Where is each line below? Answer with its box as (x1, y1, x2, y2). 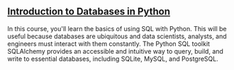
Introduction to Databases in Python (7, 6, 170, 18)
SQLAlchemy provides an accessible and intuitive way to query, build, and (7, 47, 223, 55)
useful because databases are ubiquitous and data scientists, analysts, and (7, 32, 227, 40)
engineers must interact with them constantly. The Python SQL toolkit (7, 39, 211, 48)
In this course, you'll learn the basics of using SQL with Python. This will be (7, 24, 227, 33)
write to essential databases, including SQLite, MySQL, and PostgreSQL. (7, 54, 218, 63)
